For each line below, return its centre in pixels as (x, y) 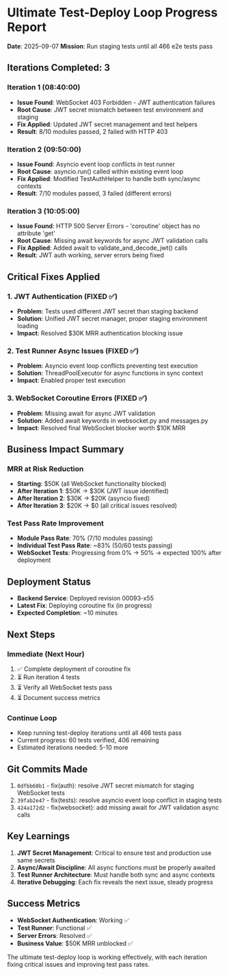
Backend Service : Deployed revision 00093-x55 (85, 598)
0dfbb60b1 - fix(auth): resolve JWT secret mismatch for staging (106, 786)
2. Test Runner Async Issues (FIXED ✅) (73, 351)
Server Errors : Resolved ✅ (54, 935)
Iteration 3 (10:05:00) (43, 211)
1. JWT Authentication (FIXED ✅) (63, 296)
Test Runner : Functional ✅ (54, 928)
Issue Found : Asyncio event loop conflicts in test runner (96, 164)
